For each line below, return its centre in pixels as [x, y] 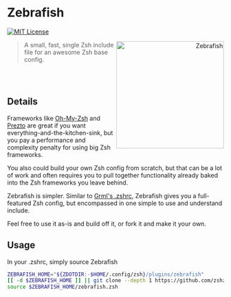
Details [22, 102]
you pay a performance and [46, 140]
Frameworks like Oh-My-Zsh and [54, 118]
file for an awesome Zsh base [66, 52]
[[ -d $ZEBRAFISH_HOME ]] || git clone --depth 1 [80, 281]
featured [19, 203]
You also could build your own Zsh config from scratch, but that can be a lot [114, 168]
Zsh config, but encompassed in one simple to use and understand [128, 203]
